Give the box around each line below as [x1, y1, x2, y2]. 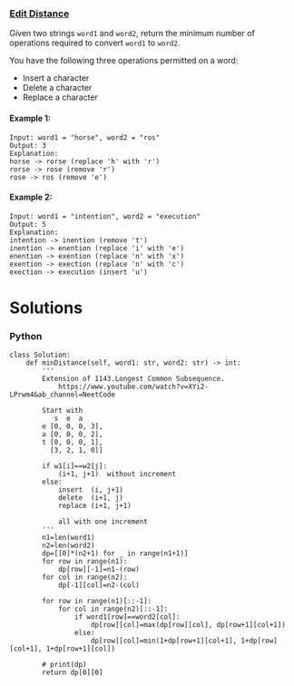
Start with [42, 407, 83, 416]
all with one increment [57, 517, 148, 526]
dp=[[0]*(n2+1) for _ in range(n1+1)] [42, 549, 189, 558]
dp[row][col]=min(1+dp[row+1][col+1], [90, 636, 238, 646]
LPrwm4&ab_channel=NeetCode [9, 390, 116, 399]
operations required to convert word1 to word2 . [9, 37, 181, 48]
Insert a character [22, 73, 90, 83]
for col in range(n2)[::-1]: [57, 604, 169, 614]
